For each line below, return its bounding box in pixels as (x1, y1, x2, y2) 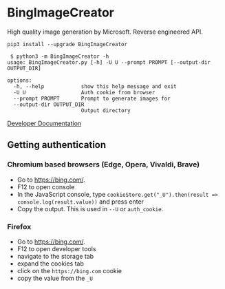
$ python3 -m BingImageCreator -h (10, 53, 109, 60)
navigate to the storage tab (17, 252, 94, 260)
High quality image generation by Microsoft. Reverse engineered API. (7, 28, 203, 36)
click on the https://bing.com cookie (17, 266, 122, 275)
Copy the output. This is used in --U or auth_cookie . (17, 204, 164, 213)
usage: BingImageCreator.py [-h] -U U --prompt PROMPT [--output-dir (7, 58, 211, 66)
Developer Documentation (7, 119, 82, 127)
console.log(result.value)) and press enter (17, 197, 144, 206)
